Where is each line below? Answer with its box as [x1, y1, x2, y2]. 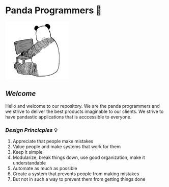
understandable [12, 159, 46, 166]
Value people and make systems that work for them [12, 143, 121, 150]
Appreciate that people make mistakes [12, 138, 94, 144]
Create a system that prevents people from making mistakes [12, 171, 139, 177]
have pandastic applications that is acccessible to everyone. [5, 113, 132, 120]
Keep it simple [12, 149, 43, 155]
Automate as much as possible [12, 165, 77, 171]
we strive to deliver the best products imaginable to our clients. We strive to [5, 108, 164, 114]
